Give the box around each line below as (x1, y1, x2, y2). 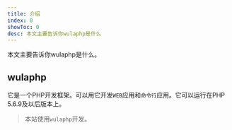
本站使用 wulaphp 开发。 (24, 114, 91, 124)
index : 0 (7, 17, 33, 24)
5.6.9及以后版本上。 (7, 100, 66, 108)
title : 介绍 (7, 10, 40, 18)
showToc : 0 (7, 23, 40, 30)
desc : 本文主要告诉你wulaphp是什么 (7, 30, 101, 37)
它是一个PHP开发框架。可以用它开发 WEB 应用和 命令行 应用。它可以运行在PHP (7, 91, 225, 100)
